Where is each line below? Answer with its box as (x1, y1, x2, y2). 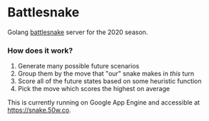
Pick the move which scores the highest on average (17, 85, 170, 93)
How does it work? (7, 46, 73, 56)
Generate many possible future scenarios (17, 62, 140, 70)
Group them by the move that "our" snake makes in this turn (17, 69, 195, 78)
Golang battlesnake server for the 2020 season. (7, 28, 148, 36)
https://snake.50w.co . (7, 106, 71, 115)
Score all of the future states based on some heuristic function (17, 77, 202, 85)
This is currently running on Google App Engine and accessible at (7, 98, 200, 107)
